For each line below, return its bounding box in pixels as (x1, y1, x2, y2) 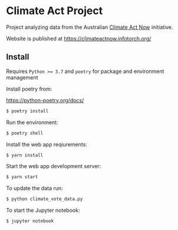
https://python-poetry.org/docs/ (6, 96, 84, 104)
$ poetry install (6, 108, 49, 114)
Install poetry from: (6, 85, 52, 92)
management (6, 74, 38, 81)
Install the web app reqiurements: (6, 141, 87, 148)
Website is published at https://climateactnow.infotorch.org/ (6, 35, 151, 42)
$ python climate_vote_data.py (6, 196, 83, 202)
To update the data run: (6, 185, 63, 192)
